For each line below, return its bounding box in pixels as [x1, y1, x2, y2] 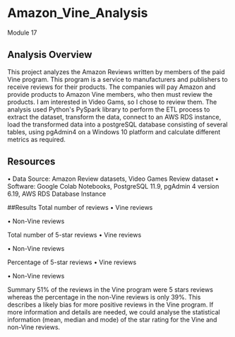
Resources [7, 155, 56, 167]
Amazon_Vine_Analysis [7, 5, 148, 21]
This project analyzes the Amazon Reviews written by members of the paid [7, 67, 225, 76]
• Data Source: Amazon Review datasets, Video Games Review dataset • [7, 175, 219, 183]
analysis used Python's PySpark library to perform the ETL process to [7, 105, 210, 114]
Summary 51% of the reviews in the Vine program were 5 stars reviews [7, 285, 214, 294]
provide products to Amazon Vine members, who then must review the [7, 90, 213, 98]
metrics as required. [7, 135, 66, 143]
